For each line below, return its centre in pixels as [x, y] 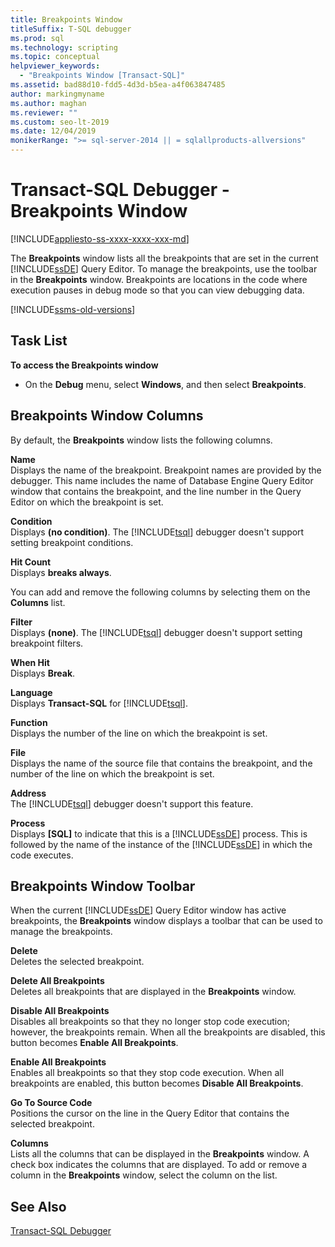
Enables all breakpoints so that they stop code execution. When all [147, 1073]
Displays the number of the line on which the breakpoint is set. [139, 733]
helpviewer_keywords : [55, 66]
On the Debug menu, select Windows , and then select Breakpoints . [165, 384]
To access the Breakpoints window [84, 365]
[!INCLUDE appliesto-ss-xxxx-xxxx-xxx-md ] [100, 238]
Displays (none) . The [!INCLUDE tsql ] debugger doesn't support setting [156, 632]
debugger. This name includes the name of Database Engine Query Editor [162, 480]
